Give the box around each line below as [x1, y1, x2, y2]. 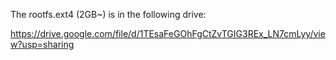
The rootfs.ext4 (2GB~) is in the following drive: [10, 9, 207, 20]
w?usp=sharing [10, 39, 75, 50]
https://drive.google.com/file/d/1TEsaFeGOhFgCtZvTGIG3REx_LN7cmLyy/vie [10, 28, 326, 39]
